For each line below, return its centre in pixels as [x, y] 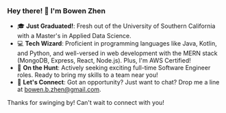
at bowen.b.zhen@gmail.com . [59, 90]
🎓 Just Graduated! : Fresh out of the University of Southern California [116, 26]
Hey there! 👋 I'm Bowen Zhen [56, 11]
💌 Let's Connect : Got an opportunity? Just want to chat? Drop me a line [118, 82]
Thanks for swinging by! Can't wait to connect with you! [86, 103]
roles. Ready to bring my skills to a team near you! [88, 75]
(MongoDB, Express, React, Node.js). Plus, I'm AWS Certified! [104, 61]
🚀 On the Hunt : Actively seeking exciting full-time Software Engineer [114, 68]
